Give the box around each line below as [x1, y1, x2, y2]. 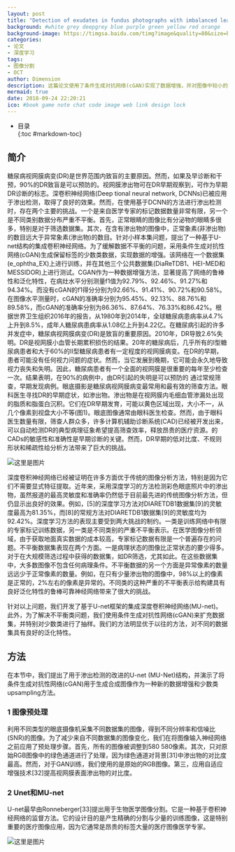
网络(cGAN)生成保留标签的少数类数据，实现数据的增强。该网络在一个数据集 [7, 250, 225, 259]
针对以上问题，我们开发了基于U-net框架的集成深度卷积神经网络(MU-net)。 [7, 602, 222, 610]
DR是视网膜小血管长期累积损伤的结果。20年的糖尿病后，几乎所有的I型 [19, 338, 222, 346]
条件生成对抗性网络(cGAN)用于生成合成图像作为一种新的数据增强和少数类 [7, 679, 219, 688]
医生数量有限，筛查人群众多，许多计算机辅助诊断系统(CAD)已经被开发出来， [7, 417, 227, 425]
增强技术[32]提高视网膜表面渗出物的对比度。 [7, 769, 136, 777]
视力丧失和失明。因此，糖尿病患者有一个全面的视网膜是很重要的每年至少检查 [7, 364, 228, 372]
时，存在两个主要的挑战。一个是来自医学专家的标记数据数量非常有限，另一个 [7, 206, 228, 215]
